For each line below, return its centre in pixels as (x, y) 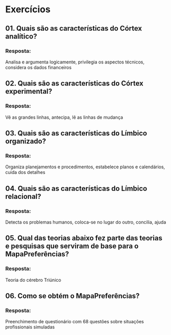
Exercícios (28, 9)
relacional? (23, 196)
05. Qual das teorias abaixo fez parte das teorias (84, 238)
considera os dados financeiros (39, 67)
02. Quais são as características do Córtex (75, 84)
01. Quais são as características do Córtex (74, 28)
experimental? (29, 91)
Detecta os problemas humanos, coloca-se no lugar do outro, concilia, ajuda (86, 222)
